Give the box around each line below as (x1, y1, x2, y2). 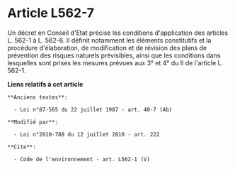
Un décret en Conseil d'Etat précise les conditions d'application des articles (7, 28, 229, 37)
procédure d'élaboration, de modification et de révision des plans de (7, 43, 207, 52)
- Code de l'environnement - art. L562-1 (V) (13, 156, 151, 163)
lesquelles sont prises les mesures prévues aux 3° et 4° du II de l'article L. (7, 58, 224, 67)
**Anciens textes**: (7, 94, 69, 101)
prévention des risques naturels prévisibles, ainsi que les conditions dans (7, 51, 221, 60)
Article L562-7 (7, 5, 94, 21)
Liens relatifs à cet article (7, 80, 84, 88)
